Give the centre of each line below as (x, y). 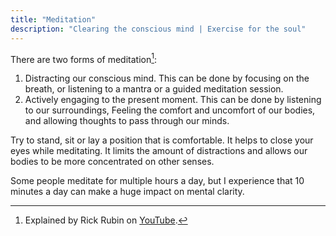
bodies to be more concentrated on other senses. (112, 162)
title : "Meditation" (53, 19)
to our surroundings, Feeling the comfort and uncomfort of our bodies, (170, 110)
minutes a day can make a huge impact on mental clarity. (127, 192)
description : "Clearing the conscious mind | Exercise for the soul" (158, 29)
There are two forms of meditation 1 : (84, 58)
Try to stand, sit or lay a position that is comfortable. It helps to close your (162, 140)
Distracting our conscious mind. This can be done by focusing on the (167, 78)
